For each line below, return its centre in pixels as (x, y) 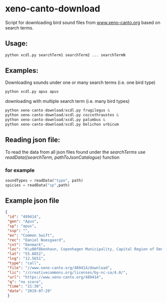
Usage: (17, 44)
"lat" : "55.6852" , (26, 254)
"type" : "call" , (24, 263)
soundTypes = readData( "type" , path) (44, 180)
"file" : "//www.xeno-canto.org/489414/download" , (60, 268)
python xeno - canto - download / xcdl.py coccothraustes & (62, 115)
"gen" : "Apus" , (23, 222)
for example (20, 170)
